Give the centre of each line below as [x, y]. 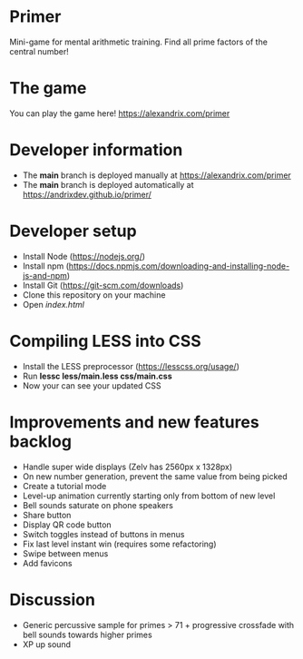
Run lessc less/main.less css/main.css [97, 376]
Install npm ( [46, 266]
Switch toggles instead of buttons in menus [103, 534]
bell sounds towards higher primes [87, 634]
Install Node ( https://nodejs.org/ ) [84, 256]
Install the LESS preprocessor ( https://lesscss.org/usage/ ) [131, 366]
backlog [41, 441]
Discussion [52, 600]
